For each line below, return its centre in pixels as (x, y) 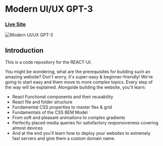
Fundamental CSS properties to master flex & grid (62, 107)
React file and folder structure (42, 102)
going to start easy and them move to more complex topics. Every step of (79, 82)
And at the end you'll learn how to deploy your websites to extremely (81, 133)
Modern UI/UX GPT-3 (49, 9)
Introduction (24, 50)
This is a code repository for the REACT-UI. (48, 62)
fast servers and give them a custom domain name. (64, 139)
